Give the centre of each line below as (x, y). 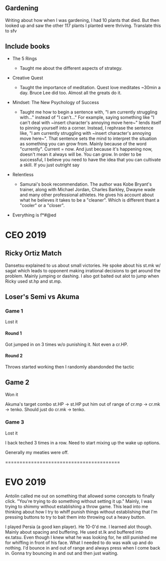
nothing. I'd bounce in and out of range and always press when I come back (83, 548)
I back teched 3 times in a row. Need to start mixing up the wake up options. (83, 443)
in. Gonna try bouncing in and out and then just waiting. (62, 553)
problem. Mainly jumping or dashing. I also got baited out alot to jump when (82, 276)
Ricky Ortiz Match (33, 253)
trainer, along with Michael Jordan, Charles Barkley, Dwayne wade (87, 189)
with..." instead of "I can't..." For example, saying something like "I (87, 117)
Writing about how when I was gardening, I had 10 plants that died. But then (82, 20)
